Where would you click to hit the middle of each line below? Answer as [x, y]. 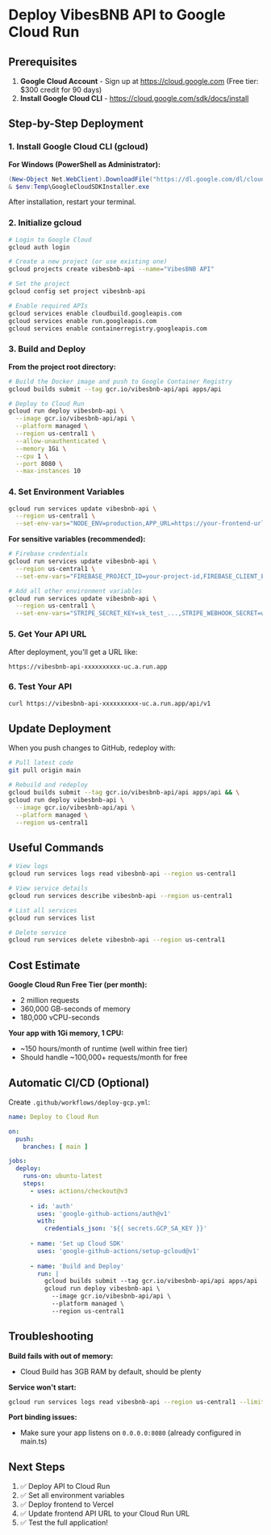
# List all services [43, 910]
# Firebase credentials [48, 554]
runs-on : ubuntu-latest [63, 1176]
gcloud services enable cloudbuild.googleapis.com [95, 313]
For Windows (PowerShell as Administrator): [85, 164]
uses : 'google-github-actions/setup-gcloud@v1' [119, 1251]
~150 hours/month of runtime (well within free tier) [104, 1049]
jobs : [17, 1161]
